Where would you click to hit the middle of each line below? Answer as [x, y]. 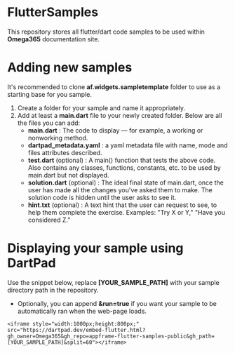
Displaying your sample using [95, 248]
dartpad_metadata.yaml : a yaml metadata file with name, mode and [128, 145]
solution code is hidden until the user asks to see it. [102, 197]
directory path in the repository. [53, 290]
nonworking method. [58, 138]
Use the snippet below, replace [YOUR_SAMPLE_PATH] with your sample [113, 282]
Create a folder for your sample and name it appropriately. [101, 108]
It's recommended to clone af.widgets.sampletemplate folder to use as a [114, 87]
